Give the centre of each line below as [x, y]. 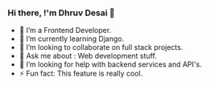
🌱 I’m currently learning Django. [72, 39]
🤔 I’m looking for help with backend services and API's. [110, 64]
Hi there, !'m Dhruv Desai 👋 [61, 13]
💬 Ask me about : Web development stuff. [88, 56]
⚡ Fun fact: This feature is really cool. [81, 74]
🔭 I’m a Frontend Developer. [65, 31]
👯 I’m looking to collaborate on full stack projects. [101, 47]
